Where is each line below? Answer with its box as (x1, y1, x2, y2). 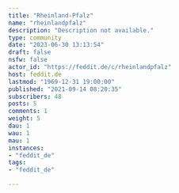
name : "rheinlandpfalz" (8, 19, 87, 27)
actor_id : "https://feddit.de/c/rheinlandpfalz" (8, 63, 172, 71)
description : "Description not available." (8, 26, 154, 34)
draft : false (8, 48, 51, 56)
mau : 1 (8, 136, 30, 145)
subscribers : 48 (8, 93, 62, 100)
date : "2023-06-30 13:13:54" (8, 41, 105, 49)
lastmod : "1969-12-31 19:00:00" (8, 78, 115, 85)
